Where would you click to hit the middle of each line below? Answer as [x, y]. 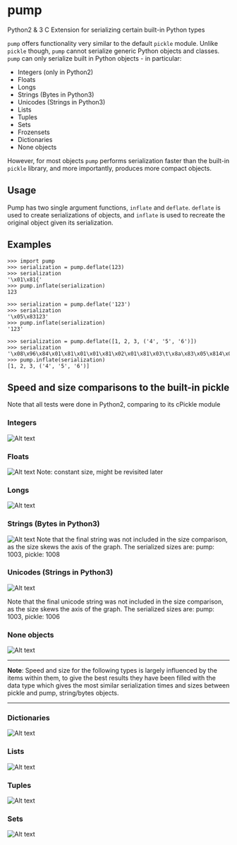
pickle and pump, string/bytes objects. [63, 693]
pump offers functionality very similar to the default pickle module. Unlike [113, 43]
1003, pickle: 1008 [34, 554]
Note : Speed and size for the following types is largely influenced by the [112, 671]
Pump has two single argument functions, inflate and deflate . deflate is [114, 208]
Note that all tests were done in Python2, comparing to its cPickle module [114, 404]
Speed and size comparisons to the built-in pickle [119, 387]
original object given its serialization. [61, 222]
